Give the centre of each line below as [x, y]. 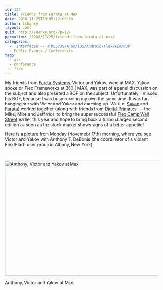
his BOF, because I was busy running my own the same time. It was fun [77, 98]
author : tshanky [22, 23]
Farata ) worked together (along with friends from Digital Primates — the [78, 109]
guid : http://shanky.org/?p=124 [38, 32]
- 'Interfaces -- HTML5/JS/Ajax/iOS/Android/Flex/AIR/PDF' [71, 46]
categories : [17, 42]
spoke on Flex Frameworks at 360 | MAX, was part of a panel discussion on [81, 88]
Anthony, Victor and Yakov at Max [39, 282]
